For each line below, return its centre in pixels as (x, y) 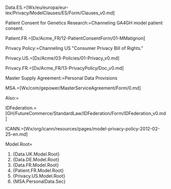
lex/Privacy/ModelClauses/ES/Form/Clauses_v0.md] (60, 13)
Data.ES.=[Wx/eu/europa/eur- (37, 7)
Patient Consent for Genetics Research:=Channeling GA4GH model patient (84, 23)
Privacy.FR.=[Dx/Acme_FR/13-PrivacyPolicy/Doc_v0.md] (65, 68)
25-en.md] (17, 134)
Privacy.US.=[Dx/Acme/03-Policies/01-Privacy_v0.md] (62, 58)
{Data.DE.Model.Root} (36, 159)
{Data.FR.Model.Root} (36, 165)
